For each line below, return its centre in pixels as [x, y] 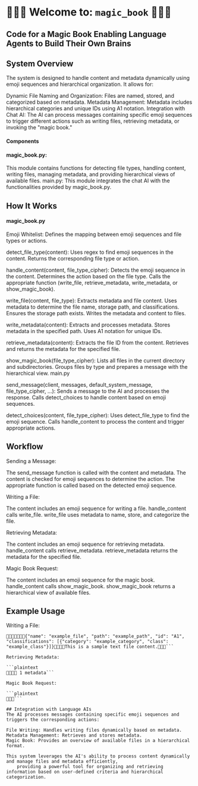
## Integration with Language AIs [49, 709]
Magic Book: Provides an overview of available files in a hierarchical [98, 741]
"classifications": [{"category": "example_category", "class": [87, 642]
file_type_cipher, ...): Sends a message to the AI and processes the [88, 391]
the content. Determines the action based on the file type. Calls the [88, 276]
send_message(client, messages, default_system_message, [79, 384]
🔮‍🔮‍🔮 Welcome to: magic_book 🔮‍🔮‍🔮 [89, 12]
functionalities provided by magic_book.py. [59, 187]
